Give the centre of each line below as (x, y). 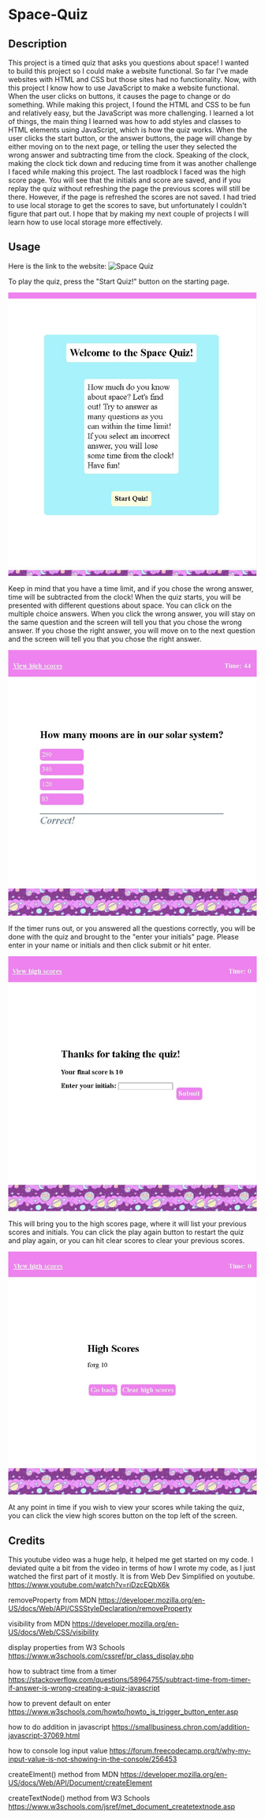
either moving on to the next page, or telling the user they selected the (123, 147)
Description (37, 44)
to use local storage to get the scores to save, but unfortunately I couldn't (127, 205)
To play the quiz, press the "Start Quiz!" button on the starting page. (119, 281)
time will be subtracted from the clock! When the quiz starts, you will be (125, 597)
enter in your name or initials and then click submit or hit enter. (110, 945)
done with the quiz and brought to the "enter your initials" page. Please (123, 936)
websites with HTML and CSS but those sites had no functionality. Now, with (132, 79)
